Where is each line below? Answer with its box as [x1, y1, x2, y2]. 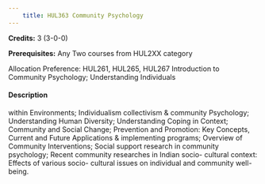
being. [8, 167, 29, 176]
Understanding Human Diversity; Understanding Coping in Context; [8, 116, 229, 126]
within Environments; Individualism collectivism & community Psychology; [8, 107, 250, 117]
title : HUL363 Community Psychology [22, 11, 144, 20]
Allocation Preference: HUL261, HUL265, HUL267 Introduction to [8, 64, 220, 73]
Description [8, 90, 48, 100]
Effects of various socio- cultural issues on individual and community [8, 158, 234, 167]
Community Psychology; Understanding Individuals [8, 72, 176, 81]
